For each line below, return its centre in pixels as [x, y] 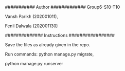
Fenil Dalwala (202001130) [32, 26]
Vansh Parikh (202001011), [32, 16]
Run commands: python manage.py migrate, [49, 54]
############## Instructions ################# [60, 35]
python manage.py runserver [34, 63]
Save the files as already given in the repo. [48, 45]
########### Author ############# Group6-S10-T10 [62, 7]
